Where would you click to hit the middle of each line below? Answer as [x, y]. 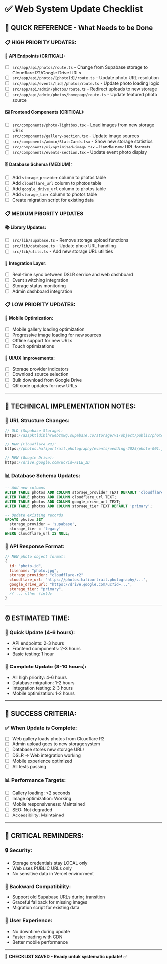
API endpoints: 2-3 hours [38, 643]
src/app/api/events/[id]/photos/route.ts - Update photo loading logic [86, 83]
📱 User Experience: [29, 921]
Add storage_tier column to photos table [55, 194]
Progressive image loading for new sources [57, 335]
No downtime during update [41, 931]
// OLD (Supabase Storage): [34, 431]
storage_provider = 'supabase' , [43, 524]
